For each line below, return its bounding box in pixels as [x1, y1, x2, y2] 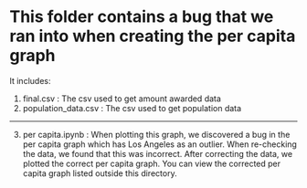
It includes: [9, 75, 51, 86]
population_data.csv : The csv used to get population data [22, 102, 242, 113]
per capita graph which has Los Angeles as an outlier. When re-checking [22, 139, 297, 150]
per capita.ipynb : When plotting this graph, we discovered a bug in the [22, 129, 291, 140]
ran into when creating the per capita [9, 26, 296, 47]
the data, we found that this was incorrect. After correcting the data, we [22, 148, 293, 159]
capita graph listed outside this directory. [22, 167, 177, 179]
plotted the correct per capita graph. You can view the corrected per [22, 158, 281, 169]
